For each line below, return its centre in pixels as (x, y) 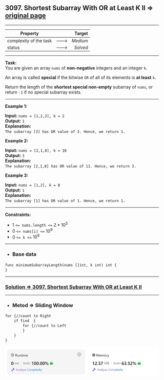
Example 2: (17, 141)
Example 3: (17, 175)
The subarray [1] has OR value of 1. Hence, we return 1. (65, 201)
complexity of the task (30, 41)
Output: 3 (15, 156)
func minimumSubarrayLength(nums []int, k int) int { (61, 265)
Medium (80, 41)
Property (30, 33)
